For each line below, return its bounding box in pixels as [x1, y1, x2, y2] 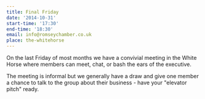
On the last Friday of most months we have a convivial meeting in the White [6, 54, 197, 61]
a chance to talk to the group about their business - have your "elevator [6, 79, 187, 86]
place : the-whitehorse [6, 37, 64, 43]
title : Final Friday [6, 9, 60, 15]
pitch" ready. [6, 86, 39, 92]
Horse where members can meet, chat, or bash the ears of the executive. [6, 61, 191, 68]
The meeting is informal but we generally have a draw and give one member [6, 73, 199, 79]
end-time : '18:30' [6, 26, 53, 32]
